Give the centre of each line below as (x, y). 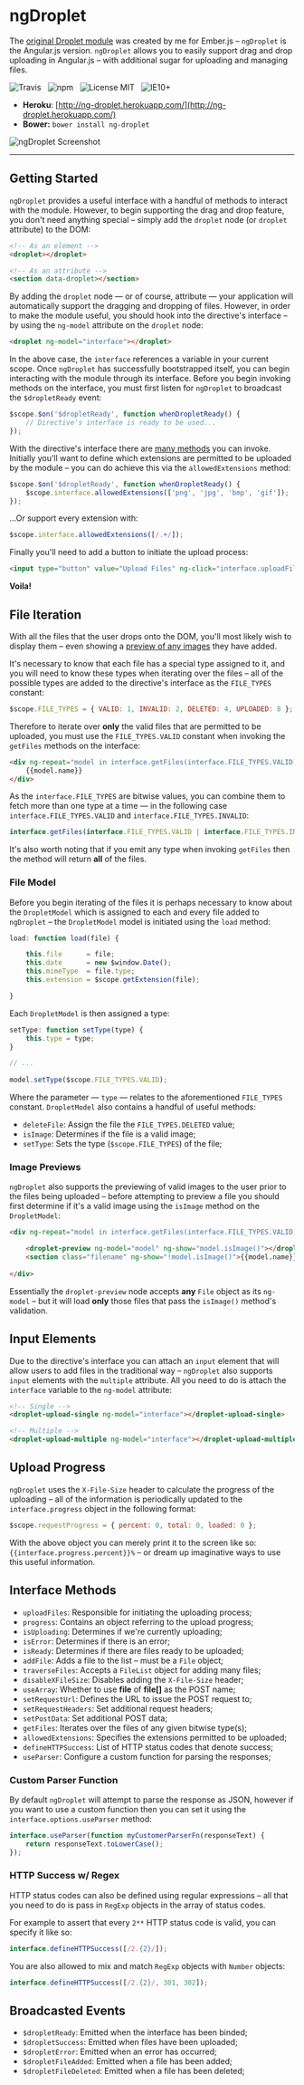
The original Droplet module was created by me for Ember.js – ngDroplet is (148, 41)
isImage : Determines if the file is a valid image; (109, 1134)
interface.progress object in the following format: (103, 1508)
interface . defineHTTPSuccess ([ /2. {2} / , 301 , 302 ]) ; (109, 1983)
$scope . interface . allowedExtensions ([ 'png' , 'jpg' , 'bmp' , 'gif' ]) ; (157, 493)
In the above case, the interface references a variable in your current (139, 360)
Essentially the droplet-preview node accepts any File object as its (136, 1291)
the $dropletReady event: (56, 398)
